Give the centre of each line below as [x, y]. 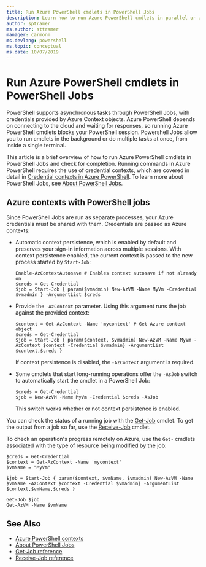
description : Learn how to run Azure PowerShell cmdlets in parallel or [101, 18]
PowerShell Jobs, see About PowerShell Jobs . [65, 183]
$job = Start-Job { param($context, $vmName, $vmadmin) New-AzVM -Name [100, 478]
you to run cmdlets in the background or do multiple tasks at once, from [97, 138]
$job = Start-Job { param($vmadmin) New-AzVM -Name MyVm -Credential [106, 289]
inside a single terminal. [36, 145]
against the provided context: [52, 312]
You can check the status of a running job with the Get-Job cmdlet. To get [100, 420]
